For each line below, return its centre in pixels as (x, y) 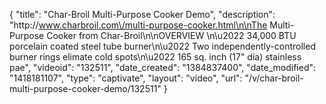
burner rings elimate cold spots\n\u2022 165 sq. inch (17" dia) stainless (155, 57)
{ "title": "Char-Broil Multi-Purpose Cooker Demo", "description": (142, 14)
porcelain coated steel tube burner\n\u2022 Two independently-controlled (162, 46)
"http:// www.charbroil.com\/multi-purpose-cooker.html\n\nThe (138, 25)
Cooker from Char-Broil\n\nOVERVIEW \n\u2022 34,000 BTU (171, 35)
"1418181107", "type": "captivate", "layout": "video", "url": (126, 78)
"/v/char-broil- (274, 78)
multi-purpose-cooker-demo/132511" (85, 88)
